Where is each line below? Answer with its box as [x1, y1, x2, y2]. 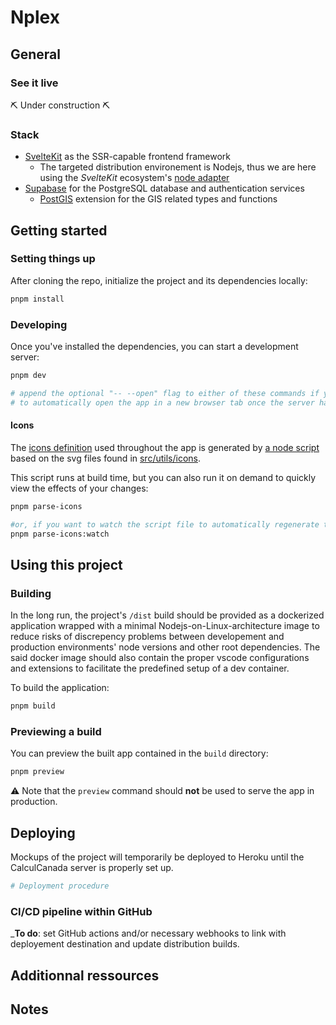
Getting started [10, 222, 108, 239]
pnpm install [10, 294, 65, 304]
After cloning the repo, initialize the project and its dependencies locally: [10, 274, 308, 286]
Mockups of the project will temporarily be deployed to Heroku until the [10, 851, 305, 863]
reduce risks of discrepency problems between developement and [10, 631, 285, 643]
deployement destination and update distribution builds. [10, 938, 240, 950]
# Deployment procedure [10, 881, 110, 891]
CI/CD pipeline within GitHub [10, 904, 153, 918]
